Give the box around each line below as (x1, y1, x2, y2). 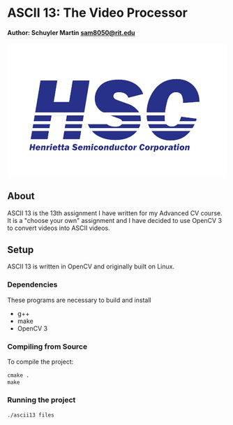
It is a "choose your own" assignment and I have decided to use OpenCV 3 (7, 216, 222, 224)
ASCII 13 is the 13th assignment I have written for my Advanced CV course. (7, 208, 223, 217)
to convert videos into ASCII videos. (7, 224, 110, 232)
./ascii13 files (7, 412, 54, 419)
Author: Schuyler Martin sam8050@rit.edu (7, 28, 135, 36)
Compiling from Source (7, 341, 88, 351)
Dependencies (7, 280, 58, 289)
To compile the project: (7, 358, 74, 366)
